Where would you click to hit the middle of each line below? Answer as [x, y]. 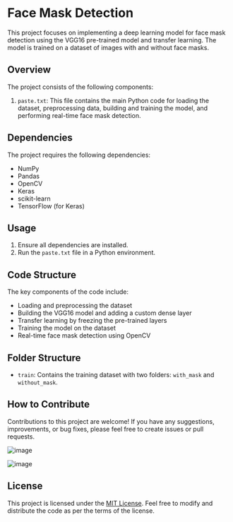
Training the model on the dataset [67, 328]
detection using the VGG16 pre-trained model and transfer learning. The [112, 40]
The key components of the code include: [68, 292]
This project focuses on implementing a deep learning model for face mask [116, 32]
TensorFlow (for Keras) [51, 206]
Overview [29, 70]
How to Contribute [49, 404]
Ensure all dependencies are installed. [73, 245]
